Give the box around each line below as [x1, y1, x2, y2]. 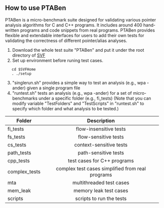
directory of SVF [12, 52, 45, 58]
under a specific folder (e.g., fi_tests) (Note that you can [38, 95, 151, 101]
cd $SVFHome [11, 67, 36, 72]
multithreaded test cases [72, 179, 129, 186]
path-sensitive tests [78, 149, 124, 156]
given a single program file [26, 85, 81, 91]
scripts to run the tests [75, 195, 127, 202]
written [5, 27, 20, 33]
